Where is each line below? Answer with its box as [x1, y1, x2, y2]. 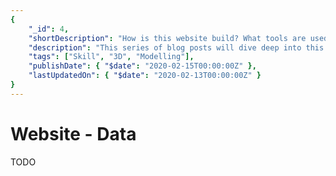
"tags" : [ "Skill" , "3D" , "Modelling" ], [28, 52, 195, 62]
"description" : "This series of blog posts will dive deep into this [28, 42, 325, 53]
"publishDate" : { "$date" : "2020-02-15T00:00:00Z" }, [28, 61, 257, 71]
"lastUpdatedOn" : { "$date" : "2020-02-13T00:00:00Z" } [28, 71, 262, 81]
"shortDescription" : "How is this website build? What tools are [28, 33, 307, 43]
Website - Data [10, 122, 137, 145]
